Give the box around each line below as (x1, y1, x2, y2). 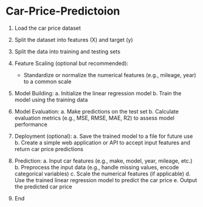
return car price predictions (14, 145, 83, 152)
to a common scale (23, 78, 72, 85)
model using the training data (14, 96, 88, 103)
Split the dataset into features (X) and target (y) (14, 36, 133, 43)
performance (14, 120, 48, 128)
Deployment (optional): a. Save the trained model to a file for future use (14, 132, 193, 140)
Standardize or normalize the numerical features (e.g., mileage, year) (23, 71, 196, 78)
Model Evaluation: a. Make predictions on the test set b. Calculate (14, 107, 179, 115)
